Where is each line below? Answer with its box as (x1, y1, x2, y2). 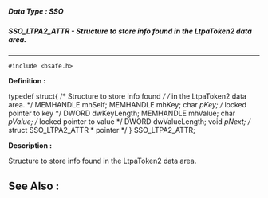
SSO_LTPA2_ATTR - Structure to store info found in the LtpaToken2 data (8, 26, 253, 36)
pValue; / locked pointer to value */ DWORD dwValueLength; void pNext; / (8, 117, 251, 126)
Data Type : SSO (8, 6, 64, 16)
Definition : (8, 76, 46, 86)
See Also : (8, 179, 60, 192)
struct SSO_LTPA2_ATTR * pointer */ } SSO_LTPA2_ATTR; (8, 126, 195, 135)
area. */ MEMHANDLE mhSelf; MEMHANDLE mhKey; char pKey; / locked (8, 100, 247, 110)
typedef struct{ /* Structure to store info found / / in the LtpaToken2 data (8, 91, 247, 101)
